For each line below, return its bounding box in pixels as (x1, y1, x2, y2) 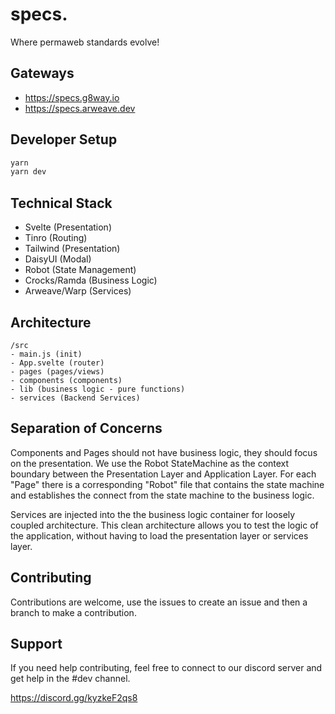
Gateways (10, 65, 75, 82)
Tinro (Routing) (24, 232, 88, 244)
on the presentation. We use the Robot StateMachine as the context (10, 457, 290, 469)
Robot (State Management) (24, 264, 137, 276)
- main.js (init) (10, 349, 83, 359)
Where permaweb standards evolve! (10, 36, 160, 48)
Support (10, 635, 63, 652)
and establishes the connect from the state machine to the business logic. (10, 489, 315, 501)
